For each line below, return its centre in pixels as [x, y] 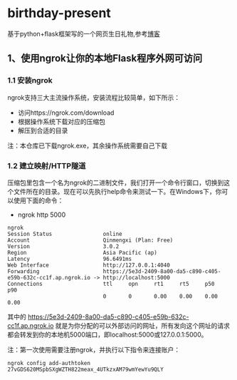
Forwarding [23, 271]
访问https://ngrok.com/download [66, 113]
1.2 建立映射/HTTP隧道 [47, 165]
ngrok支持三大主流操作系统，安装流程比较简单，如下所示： [94, 97]
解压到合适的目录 [43, 130]
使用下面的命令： [38, 200]
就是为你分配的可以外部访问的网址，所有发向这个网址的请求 [142, 325]
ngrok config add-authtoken [49, 363]
